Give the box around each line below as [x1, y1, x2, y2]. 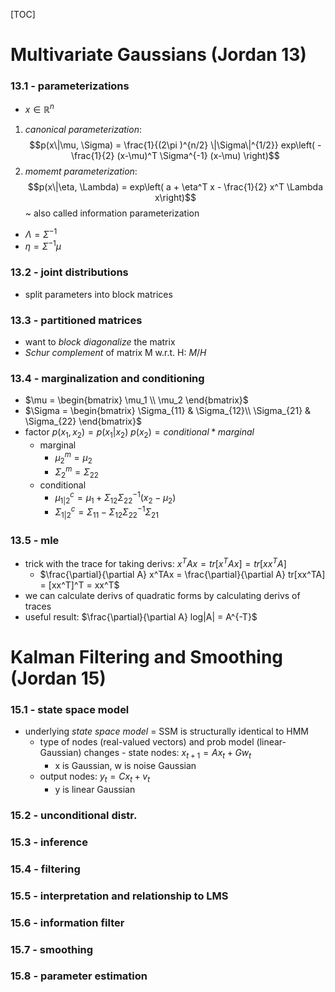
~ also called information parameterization [24, 207, 200, 219]
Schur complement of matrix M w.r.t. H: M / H [24, 347, 207, 359]
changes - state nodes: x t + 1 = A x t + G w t [83, 747, 252, 761]
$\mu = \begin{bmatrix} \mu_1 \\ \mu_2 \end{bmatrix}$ [24, 394, 249, 406]
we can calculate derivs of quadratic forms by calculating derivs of [24, 589, 301, 601]
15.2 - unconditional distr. [10, 808, 138, 822]
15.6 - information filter [10, 915, 125, 929]
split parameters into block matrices [24, 288, 173, 300]
